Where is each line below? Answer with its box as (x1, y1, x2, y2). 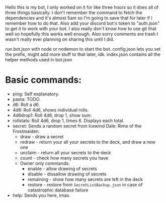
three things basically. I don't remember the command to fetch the (5, 10, 142, 16)
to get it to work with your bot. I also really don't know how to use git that (5, 26, 157, 32)
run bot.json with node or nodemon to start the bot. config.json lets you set (5, 46, 161, 52)
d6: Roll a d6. (12, 101, 40, 108)
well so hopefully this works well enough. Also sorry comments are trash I (5, 31, 158, 37)
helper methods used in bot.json (5, 57, 72, 62)
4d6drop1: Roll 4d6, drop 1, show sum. (12, 112, 92, 118)
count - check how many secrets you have (20, 155, 109, 161)
